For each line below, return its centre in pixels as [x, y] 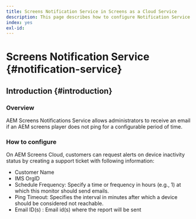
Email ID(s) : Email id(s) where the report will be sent [78, 210]
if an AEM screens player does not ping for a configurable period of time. [94, 127]
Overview [20, 107]
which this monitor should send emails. [62, 191]
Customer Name [34, 172]
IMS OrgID [27, 178]
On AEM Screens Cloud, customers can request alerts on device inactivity [95, 155]
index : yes [19, 22]
